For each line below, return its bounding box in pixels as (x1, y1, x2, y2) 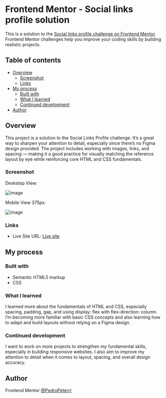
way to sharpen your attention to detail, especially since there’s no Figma (5, 140, 155, 146)
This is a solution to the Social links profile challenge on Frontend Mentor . (5, 31, 156, 37)
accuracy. (5, 359, 26, 365)
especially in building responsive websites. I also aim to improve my (5, 349, 145, 355)
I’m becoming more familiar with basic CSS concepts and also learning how (5, 314, 161, 320)
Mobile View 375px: (5, 200, 46, 206)
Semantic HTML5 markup (12, 274, 65, 280)
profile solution (5, 14, 70, 26)
